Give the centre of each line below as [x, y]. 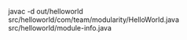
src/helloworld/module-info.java [60, 28]
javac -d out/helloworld [46, 11]
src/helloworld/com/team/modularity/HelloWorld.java [93, 20]
